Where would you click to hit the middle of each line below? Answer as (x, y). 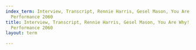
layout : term (21, 33)
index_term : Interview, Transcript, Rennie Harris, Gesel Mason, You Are (98, 11)
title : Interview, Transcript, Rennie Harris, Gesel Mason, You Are (91, 22)
